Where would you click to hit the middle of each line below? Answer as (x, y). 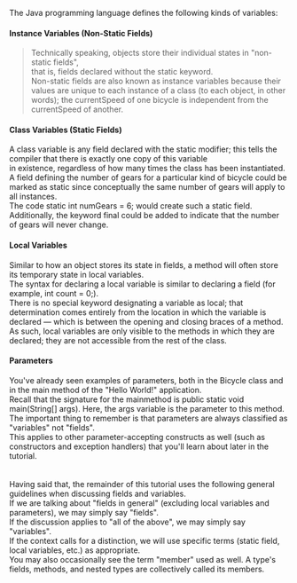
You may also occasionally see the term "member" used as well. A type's (143, 559)
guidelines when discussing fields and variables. (98, 493)
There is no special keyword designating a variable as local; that (126, 303)
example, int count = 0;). (54, 293)
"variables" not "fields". (52, 427)
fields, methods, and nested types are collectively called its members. (137, 569)
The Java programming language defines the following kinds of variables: (144, 13)
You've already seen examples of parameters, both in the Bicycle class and (146, 380)
